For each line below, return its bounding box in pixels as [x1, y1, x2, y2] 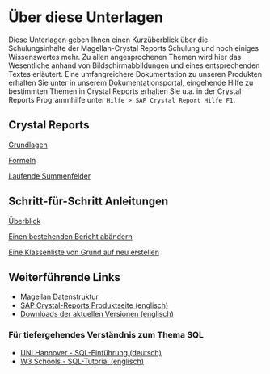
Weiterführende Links [8, 271, 121, 284]
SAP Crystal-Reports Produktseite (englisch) [19, 300, 169, 310]
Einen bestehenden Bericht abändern [8, 231, 133, 242]
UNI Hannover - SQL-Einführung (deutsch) [19, 347, 162, 357]
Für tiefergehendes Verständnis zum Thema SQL [8, 330, 205, 341]
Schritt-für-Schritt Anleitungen [8, 195, 169, 208]
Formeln [8, 155, 36, 165]
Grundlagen [8, 140, 49, 149]
